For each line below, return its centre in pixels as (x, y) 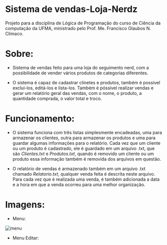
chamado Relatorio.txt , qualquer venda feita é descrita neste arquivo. (84, 174)
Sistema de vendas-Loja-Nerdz (71, 9)
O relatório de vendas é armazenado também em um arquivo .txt (79, 169)
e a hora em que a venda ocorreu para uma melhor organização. (79, 184)
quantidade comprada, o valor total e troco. (57, 98)
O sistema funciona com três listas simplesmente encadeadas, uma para (87, 132)
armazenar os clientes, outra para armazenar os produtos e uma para (84, 138)
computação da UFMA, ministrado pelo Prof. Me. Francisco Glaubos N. (78, 28)
